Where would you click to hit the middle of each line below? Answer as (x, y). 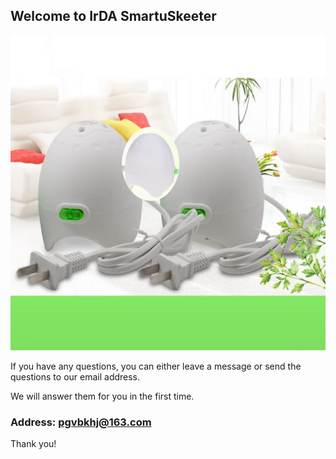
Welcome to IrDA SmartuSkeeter (113, 16)
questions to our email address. (75, 376)
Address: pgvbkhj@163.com (81, 422)
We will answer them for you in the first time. (102, 396)
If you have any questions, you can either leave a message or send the (156, 366)
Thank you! (33, 444)
